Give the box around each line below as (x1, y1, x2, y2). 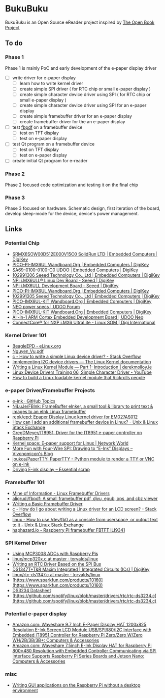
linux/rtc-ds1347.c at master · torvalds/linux (12, 571, 100, 577)
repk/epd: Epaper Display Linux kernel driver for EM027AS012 (12, 414, 138, 420)
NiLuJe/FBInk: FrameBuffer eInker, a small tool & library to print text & (12, 403, 153, 409)
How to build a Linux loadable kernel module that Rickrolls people (12, 375, 145, 381)
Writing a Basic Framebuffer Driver (12, 500, 83, 506)
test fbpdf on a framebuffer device (12, 124, 83, 130)
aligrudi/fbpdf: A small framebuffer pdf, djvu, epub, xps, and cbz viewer (12, 496, 158, 501)
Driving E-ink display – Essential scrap (12, 466, 90, 473)
